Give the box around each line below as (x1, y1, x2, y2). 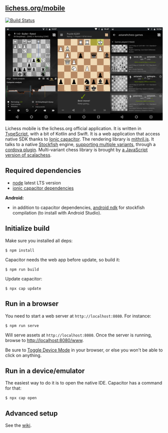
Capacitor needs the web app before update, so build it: (5, 256, 120, 262)
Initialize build (5, 224, 50, 233)
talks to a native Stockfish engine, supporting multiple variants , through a (5, 141, 156, 147)
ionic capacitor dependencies (12, 185, 74, 191)
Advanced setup (5, 409, 58, 417)
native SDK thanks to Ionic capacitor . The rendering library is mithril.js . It (5, 136, 154, 142)
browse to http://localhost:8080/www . (5, 337, 84, 343)
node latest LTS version (12, 179, 61, 185)
